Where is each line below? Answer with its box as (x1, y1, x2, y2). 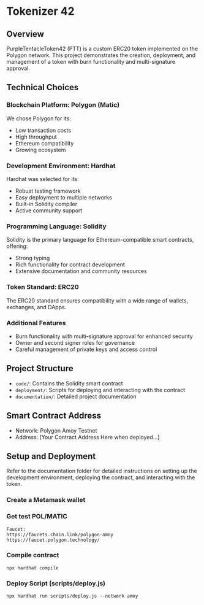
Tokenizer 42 (6, 4, 75, 18)
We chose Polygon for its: (6, 115, 72, 122)
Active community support (15, 207, 83, 214)
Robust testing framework (15, 187, 81, 195)
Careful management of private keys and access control (15, 345, 157, 353)
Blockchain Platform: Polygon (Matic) (6, 101, 120, 109)
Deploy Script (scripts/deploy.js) (6, 579, 106, 587)
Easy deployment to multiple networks (15, 193, 112, 201)
